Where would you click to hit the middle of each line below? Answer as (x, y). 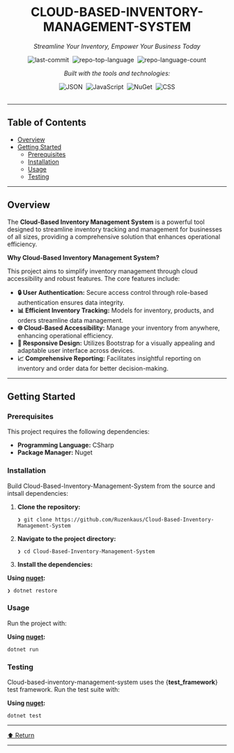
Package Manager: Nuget (55, 452)
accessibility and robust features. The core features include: (94, 278)
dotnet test (24, 716)
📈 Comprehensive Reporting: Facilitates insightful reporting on (109, 358)
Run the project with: (37, 623)
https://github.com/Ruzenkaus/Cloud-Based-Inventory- (134, 519)
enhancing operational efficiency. (65, 335)
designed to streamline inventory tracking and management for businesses (115, 229)
